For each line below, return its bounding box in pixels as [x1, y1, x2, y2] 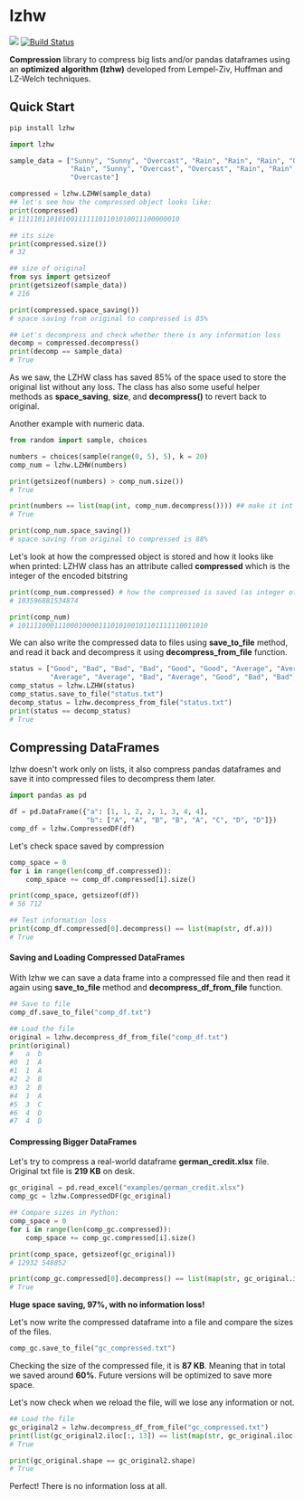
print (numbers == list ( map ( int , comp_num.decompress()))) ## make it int [9, 501, 294, 511]
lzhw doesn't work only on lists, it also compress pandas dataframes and [9, 764, 281, 774]
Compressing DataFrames [9, 739, 160, 755]
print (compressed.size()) [9, 239, 107, 249]
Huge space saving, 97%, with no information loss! [9, 1299, 205, 1310]
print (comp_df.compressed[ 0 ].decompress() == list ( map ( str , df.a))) [9, 925, 273, 934]
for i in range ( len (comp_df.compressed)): [9, 866, 172, 876]
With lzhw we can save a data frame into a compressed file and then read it [9, 972, 291, 983]
